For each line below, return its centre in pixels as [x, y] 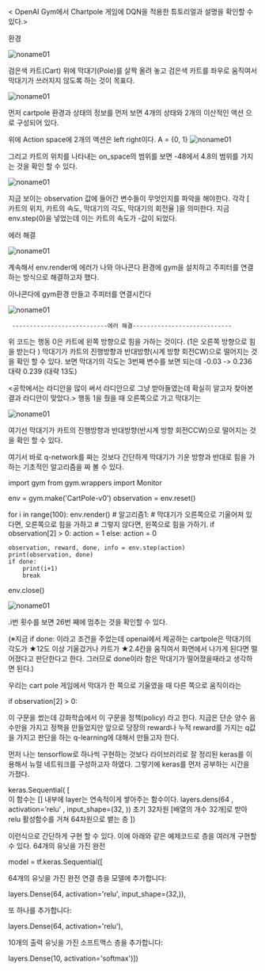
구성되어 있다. [38, 122]
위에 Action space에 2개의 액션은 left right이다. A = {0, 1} [98, 140]
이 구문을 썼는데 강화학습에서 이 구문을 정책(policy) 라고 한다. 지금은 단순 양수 [128, 717]
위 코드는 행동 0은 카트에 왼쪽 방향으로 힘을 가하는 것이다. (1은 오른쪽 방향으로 [128, 342]
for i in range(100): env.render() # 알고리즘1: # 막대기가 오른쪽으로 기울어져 [126, 514]
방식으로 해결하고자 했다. [61, 277]
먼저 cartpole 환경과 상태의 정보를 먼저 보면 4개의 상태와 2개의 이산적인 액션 [126, 113]
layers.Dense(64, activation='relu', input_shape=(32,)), [97, 894]
